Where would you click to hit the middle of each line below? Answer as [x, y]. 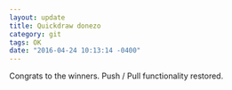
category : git [36, 34]
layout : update [37, 17]
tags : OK [25, 42]
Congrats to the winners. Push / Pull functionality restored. [116, 76]
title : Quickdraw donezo [55, 26]
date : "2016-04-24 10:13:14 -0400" [75, 51]
